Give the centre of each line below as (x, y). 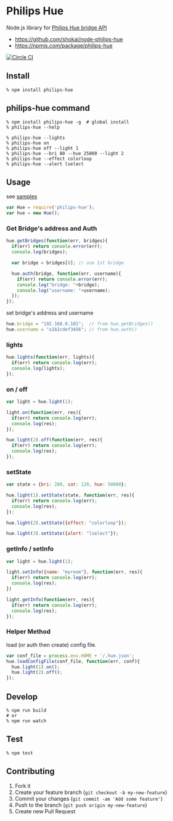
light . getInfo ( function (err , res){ (50, 599)
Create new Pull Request (45, 811)
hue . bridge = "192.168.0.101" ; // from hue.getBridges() (80, 324)
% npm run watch (26, 721)
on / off (17, 389)
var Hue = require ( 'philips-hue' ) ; (50, 208)
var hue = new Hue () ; (33, 213)
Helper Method (28, 632)
